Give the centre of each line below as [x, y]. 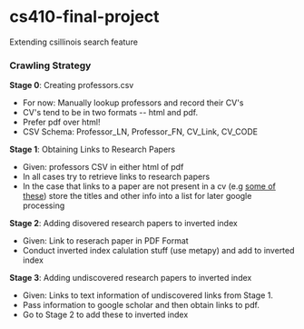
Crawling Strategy [50, 65]
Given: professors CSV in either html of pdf [103, 167]
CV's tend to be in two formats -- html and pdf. [110, 113]
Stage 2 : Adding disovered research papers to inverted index [123, 224]
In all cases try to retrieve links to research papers [116, 177]
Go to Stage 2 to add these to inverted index [105, 314]
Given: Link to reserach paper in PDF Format [105, 241]
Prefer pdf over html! [61, 122]
